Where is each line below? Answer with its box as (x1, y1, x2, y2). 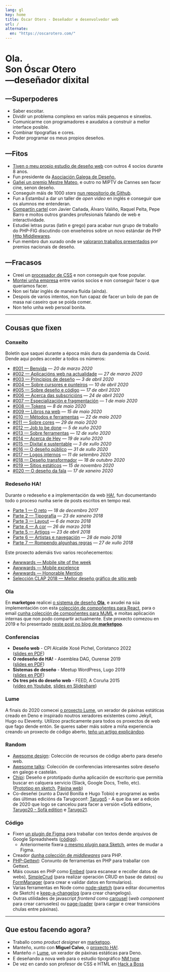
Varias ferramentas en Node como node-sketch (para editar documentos (12, 885, 165, 891)
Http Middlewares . (12, 233, 52, 239)
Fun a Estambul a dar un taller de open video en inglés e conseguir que (12, 195, 161, 201)
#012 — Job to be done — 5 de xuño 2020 (12, 425, 102, 431)
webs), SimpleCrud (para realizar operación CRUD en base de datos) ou (12, 874, 163, 880)
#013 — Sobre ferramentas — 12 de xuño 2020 (12, 430, 111, 436)
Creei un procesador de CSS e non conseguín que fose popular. (12, 272, 146, 278)
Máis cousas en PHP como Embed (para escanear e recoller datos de (12, 869, 158, 875)
